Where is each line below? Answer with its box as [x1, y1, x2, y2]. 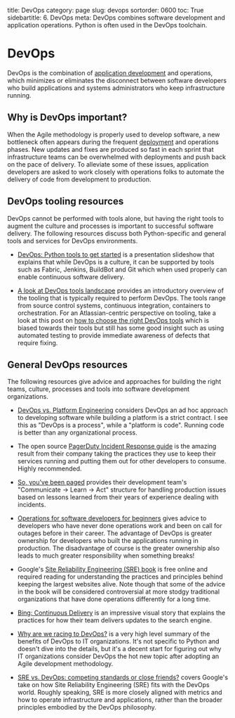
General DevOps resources [7, 359, 128, 371]
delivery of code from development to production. [7, 175, 152, 184]
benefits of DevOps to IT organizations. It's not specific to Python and [17, 637, 220, 646]
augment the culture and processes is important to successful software [7, 222, 214, 230]
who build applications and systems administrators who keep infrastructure [7, 84, 225, 92]
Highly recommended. [17, 464, 82, 473]
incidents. [17, 501, 46, 509]
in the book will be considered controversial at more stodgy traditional [17, 587, 220, 596]
